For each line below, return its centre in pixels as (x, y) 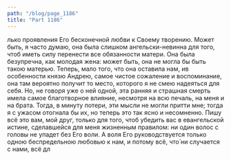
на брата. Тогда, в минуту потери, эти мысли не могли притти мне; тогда (115, 105)
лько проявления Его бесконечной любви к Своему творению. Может (111, 39)
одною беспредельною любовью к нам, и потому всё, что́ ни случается (113, 141)
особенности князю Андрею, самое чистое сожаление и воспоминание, (114, 76)
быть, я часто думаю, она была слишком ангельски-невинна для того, (111, 47)
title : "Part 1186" (35, 20)
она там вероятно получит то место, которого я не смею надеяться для (113, 83)
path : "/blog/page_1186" (43, 13)
